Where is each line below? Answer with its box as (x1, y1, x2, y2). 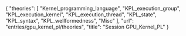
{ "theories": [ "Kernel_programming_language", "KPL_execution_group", (5, 5, 181, 12)
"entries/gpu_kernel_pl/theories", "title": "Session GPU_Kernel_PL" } (5, 23, 169, 30)
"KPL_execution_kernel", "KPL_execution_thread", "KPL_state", (5, 11, 157, 18)
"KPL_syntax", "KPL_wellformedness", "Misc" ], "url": (5, 17, 134, 24)
